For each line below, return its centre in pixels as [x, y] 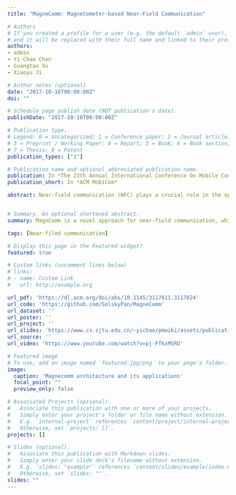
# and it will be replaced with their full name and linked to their [111, 39]
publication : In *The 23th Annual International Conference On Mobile [113, 176]
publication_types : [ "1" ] [45, 157]
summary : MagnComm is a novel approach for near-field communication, [113, 220]
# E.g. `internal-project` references [67, 421]
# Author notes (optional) [47, 85]
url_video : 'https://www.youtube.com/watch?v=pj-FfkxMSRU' [96, 343]
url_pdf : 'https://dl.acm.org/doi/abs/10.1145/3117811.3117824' [103, 298]
